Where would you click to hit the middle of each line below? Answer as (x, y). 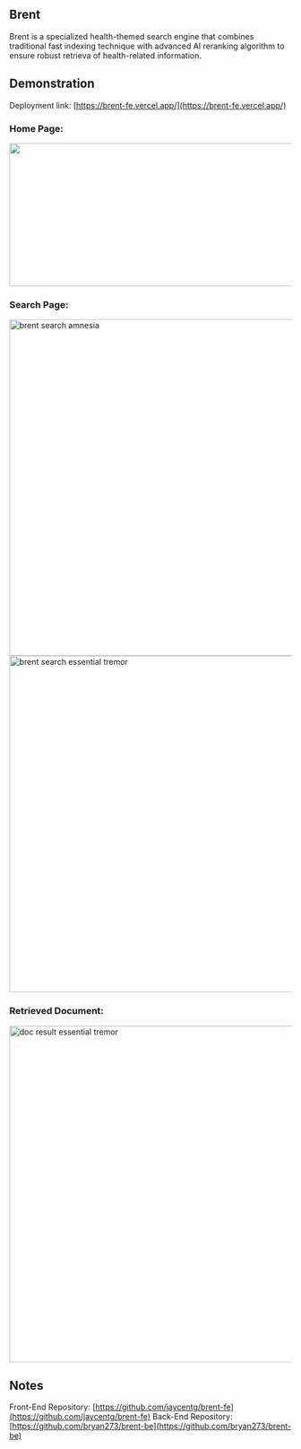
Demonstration (52, 84)
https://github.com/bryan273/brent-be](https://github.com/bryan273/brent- (152, 1427)
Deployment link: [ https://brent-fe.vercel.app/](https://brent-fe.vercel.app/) (148, 105)
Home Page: (37, 128)
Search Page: (39, 304)
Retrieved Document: (57, 1011)
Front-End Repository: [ (52, 1407)
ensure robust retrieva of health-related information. (106, 55)
